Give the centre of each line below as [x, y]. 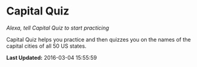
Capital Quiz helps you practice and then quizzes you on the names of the [98, 39]
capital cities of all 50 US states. [46, 46]
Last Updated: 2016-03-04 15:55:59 [52, 57]
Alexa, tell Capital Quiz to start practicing [58, 28]
